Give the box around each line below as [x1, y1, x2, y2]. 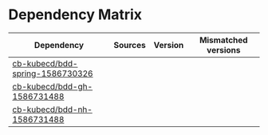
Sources [113, 39, 146, 50]
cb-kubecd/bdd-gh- [12, 81, 93, 92]
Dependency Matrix [8, 6, 142, 24]
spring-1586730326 [12, 68, 93, 79]
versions [207, 44, 241, 55]
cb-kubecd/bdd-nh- [12, 104, 93, 115]
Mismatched [199, 34, 249, 46]
